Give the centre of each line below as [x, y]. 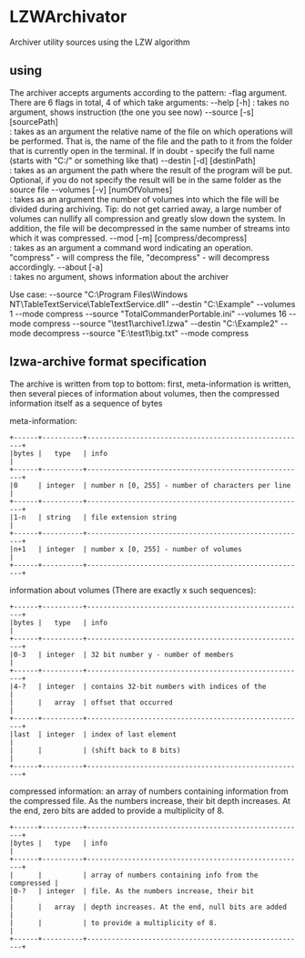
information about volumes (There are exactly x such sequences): [133, 590]
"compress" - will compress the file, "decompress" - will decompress [140, 257]
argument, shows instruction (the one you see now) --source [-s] [132, 112]
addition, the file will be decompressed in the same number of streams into [150, 228]
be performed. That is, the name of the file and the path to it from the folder [151, 141]
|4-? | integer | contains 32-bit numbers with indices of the [138, 686]
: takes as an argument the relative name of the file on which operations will [151, 131]
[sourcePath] [34, 121]
